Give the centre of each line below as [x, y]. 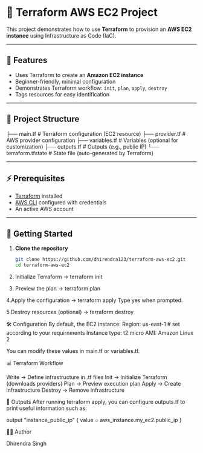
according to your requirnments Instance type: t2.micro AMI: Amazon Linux [100, 332]
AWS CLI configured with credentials [61, 203]
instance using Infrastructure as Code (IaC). [61, 35]
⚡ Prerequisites [36, 178]
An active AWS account [44, 209]
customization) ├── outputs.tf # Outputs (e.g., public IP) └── [83, 146]
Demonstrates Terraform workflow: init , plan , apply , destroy [91, 88]
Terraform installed [39, 196]
